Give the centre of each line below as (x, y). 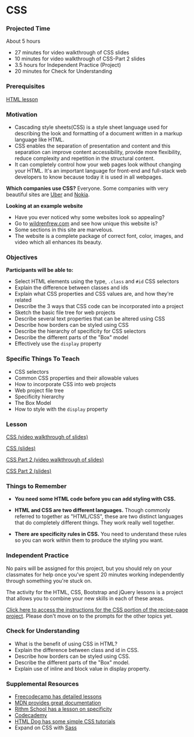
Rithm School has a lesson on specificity (63, 709)
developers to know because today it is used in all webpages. (89, 177)
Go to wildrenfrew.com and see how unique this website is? (86, 224)
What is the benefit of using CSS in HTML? (66, 644)
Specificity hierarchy (39, 397)
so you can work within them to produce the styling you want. (89, 540)
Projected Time (28, 29)
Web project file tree (39, 390)
